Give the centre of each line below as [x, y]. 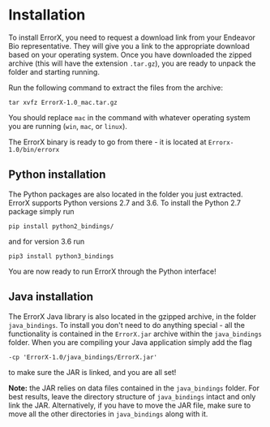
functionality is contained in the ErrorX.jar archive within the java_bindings [135, 334]
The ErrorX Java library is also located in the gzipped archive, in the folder [133, 316]
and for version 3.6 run [47, 241]
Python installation [57, 175]
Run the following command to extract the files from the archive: [116, 88]
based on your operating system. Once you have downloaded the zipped [130, 54]
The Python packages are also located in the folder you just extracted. [126, 194]
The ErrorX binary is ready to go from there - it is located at [107, 142]
